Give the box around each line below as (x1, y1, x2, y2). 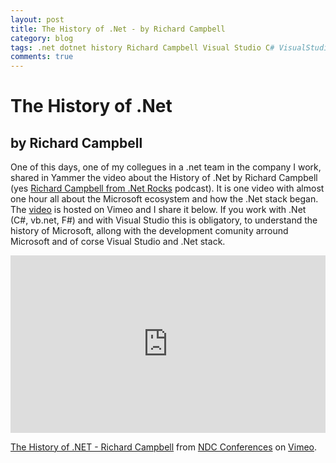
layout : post (10, 14, 65, 25)
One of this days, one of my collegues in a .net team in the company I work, (10, 161, 322, 173)
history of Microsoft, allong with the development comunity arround (10, 225, 289, 237)
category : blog (10, 33, 74, 43)
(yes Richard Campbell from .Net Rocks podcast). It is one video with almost (10, 182, 325, 195)
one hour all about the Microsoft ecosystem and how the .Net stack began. (10, 193, 319, 205)
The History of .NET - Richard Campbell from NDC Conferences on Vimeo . (10, 441, 318, 453)
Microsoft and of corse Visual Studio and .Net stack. (10, 236, 226, 248)
